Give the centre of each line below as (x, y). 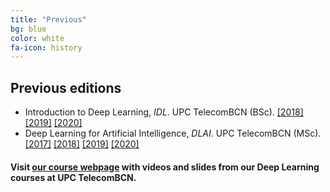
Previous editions (66, 87)
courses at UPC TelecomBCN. (73, 177)
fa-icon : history (46, 47)
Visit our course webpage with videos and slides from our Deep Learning (165, 167)
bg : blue (28, 29)
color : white (37, 38)
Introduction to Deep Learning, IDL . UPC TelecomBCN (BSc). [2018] (164, 112)
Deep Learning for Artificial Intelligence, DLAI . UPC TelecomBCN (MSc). (173, 133)
